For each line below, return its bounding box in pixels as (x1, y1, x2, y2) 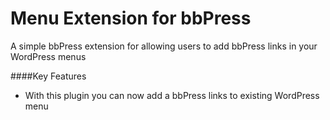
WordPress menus (10, 50, 87, 62)
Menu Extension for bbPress (10, 7, 252, 30)
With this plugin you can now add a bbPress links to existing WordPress (24, 89, 320, 101)
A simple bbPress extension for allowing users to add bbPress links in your (10, 40, 318, 52)
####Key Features (10, 70, 87, 82)
